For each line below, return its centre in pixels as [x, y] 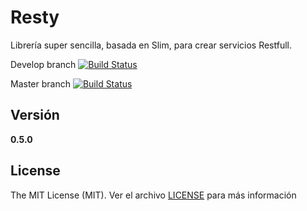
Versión [35, 115]
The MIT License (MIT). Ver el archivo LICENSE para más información [153, 195]
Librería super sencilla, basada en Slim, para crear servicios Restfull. [151, 45]
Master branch [40, 83]
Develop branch [43, 64]
